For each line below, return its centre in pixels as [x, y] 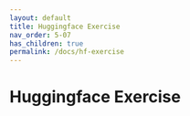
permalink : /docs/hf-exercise [67, 52]
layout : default [40, 18]
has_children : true [47, 43]
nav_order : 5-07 [40, 35]
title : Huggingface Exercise [65, 26]
